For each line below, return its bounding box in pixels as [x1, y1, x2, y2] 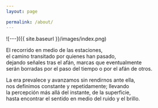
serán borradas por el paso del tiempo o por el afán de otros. [6, 65, 153, 72]
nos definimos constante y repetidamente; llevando [6, 82, 129, 89]
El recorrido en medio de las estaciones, [6, 46, 103, 53]
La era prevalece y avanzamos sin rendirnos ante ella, [6, 76, 136, 83]
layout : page [6, 8, 38, 15]
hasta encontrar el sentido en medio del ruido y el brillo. [6, 95, 141, 102]
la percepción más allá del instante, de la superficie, [6, 89, 131, 96]
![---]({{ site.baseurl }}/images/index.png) [6, 35, 107, 42]
